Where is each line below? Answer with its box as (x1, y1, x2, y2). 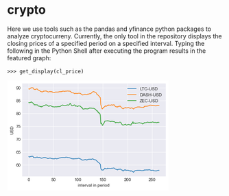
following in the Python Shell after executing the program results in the (7, 47, 206, 55)
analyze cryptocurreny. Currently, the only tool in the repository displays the (7, 32, 222, 40)
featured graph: (7, 53, 51, 62)
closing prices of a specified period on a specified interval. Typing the (7, 39, 205, 47)
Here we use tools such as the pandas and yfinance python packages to (7, 25, 212, 33)
